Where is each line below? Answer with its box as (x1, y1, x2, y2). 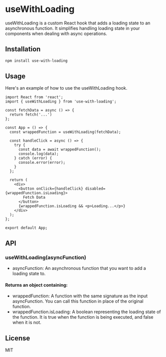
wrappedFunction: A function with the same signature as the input (12, 293, 148, 299)
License (5, 334, 30, 342)
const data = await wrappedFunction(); (18, 147, 101, 152)
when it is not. (12, 320, 41, 326)
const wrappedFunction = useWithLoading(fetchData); (9, 129, 121, 135)
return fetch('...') (9, 112, 52, 118)
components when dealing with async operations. (5, 30, 107, 36)
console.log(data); (18, 151, 59, 156)
